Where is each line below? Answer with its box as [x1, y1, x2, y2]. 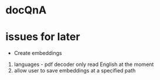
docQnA [5, 4, 47, 17]
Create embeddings [13, 50, 62, 57]
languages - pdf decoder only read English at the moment [13, 61, 154, 68]
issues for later [5, 30, 80, 44]
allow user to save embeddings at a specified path [13, 67, 136, 74]
